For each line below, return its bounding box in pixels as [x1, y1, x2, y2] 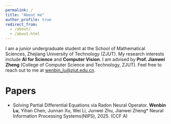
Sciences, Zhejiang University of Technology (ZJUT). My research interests [5, 51, 164, 57]
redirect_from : [5, 22, 38, 27]
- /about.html [10, 31, 40, 36]
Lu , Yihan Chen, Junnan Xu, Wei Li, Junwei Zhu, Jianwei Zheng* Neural [12, 107, 164, 113]
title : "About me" [5, 12, 45, 17]
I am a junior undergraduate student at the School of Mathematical [5, 46, 145, 51]
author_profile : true [5, 17, 52, 22]
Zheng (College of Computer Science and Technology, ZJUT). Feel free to [5, 62, 162, 68]
